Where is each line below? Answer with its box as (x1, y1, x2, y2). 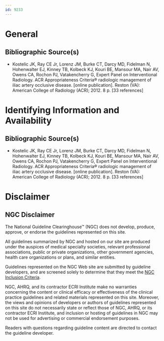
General (5, 28, 38, 39)
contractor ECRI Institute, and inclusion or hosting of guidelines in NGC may (5, 310, 158, 316)
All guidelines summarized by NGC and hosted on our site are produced (5, 239, 151, 244)
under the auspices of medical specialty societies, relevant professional (5, 243, 151, 249)
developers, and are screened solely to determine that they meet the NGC (5, 269, 155, 275)
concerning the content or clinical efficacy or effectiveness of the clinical (5, 289, 153, 295)
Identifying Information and (5, 104, 119, 116)
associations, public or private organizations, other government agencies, (5, 249, 154, 255)
